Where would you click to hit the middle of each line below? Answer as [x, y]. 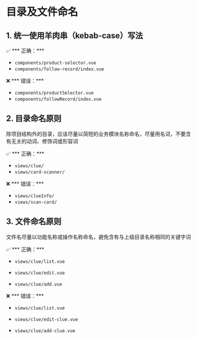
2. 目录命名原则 [34, 119]
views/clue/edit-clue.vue [46, 319]
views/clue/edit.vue [40, 273]
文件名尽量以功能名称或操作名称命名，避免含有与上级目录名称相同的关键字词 [98, 237]
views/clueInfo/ [34, 196]
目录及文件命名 [42, 12]
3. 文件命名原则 [34, 221]
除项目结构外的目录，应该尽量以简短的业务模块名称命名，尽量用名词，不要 [96, 134]
